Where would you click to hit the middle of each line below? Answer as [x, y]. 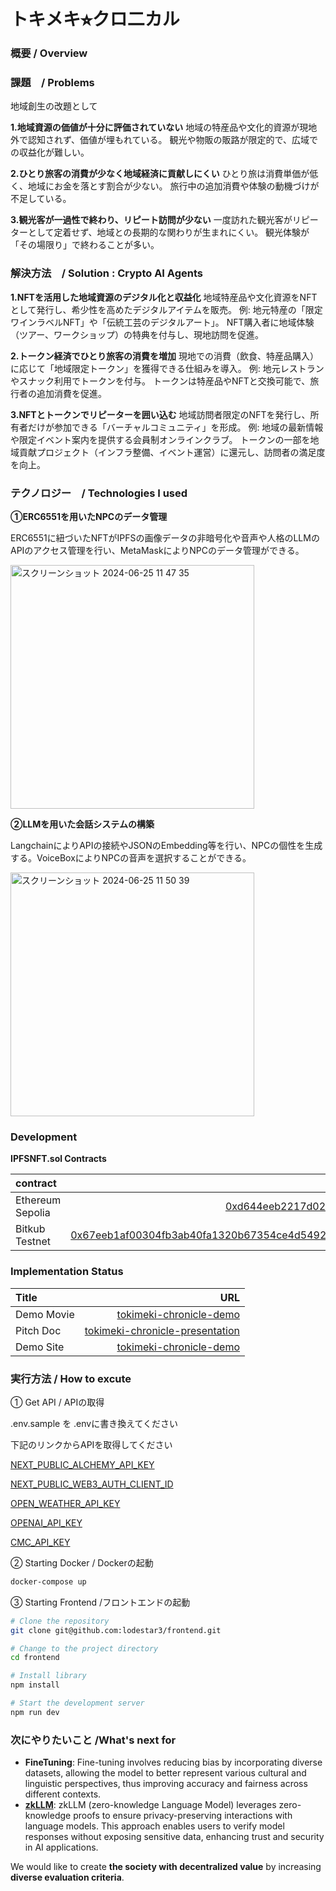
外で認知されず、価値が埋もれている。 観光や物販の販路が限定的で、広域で [164, 140]
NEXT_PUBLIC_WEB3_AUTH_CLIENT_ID [92, 1484]
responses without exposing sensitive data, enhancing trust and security [174, 1837]
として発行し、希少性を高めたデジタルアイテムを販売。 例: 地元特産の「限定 [166, 309]
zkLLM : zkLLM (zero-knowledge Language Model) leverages [150, 1805]
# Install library [48, 1676]
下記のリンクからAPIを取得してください [91, 1444]
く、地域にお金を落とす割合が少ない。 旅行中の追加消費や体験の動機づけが [165, 186]
